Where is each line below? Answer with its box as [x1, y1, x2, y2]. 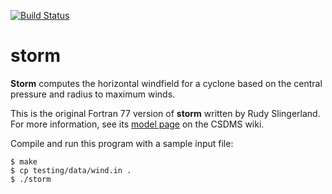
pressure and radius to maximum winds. [10, 88, 176, 100]
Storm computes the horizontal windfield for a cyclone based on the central [10, 77, 323, 89]
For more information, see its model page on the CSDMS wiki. [10, 118, 265, 130]
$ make [10, 156, 38, 167]
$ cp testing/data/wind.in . [10, 165, 132, 175]
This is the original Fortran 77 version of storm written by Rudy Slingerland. [10, 107, 321, 119]
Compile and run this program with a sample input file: [10, 137, 234, 149]
